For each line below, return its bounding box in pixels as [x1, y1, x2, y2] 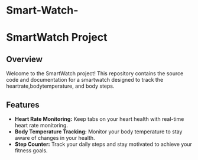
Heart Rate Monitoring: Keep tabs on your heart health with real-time [14, 116, 184, 122]
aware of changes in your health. [14, 135, 96, 141]
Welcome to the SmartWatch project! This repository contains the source [6, 70, 184, 77]
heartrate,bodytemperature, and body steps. [6, 82, 115, 89]
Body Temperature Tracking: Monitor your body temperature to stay [14, 128, 183, 135]
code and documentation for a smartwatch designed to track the [6, 76, 164, 84]
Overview [6, 54, 43, 64]
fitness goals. [14, 147, 48, 154]
